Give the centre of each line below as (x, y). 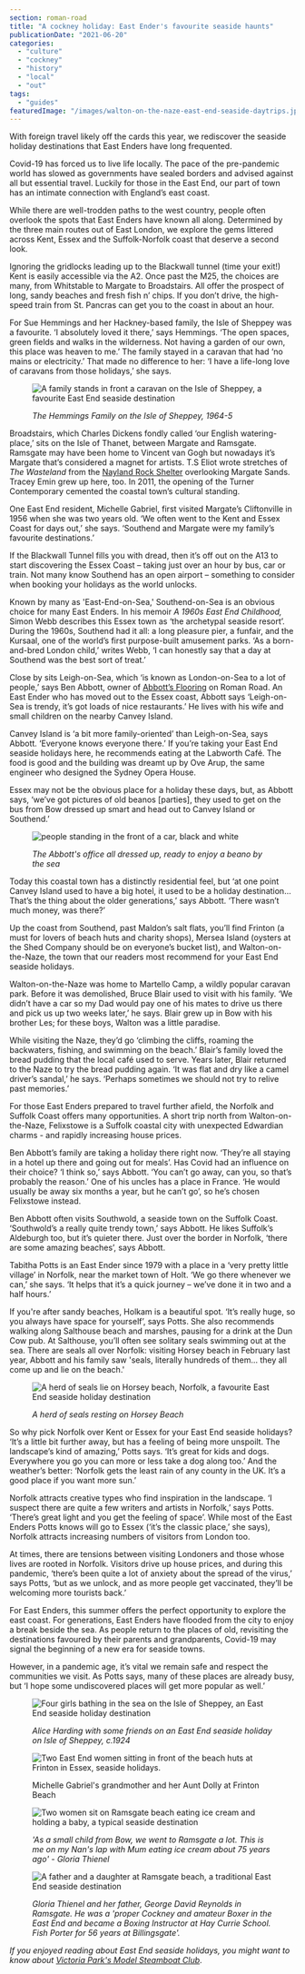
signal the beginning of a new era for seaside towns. (108, 1649)
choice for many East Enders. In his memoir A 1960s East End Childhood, (146, 612)
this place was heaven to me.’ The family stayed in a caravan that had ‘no (146, 352)
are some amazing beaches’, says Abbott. (88, 1248)
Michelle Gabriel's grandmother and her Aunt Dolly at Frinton (146, 1785)
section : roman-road (49, 18)
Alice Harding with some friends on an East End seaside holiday (152, 1731)
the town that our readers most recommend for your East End (163, 957)
